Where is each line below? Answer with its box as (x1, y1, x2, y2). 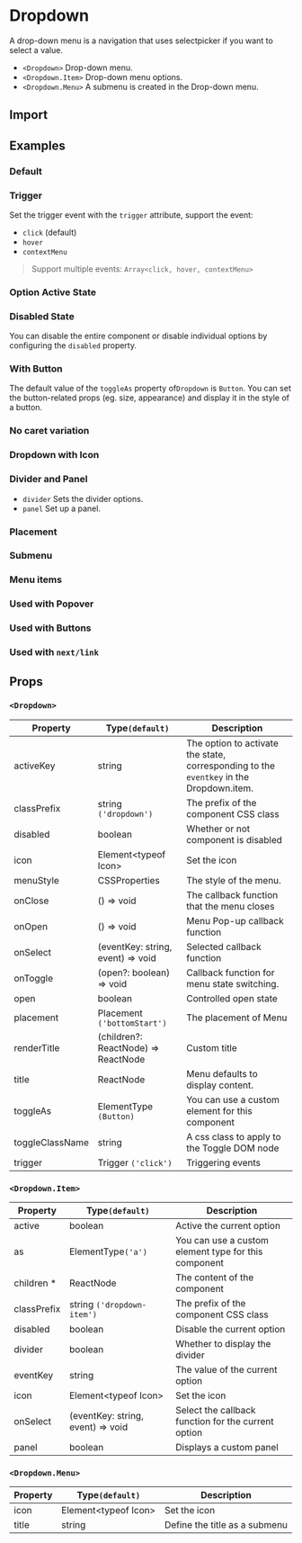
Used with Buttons (9, 622, 92, 634)
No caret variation (9, 425, 90, 437)
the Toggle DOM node (185, 1142, 280, 1154)
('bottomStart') (97, 1018, 168, 1028)
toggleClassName (13, 1135, 90, 1148)
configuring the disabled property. (9, 340, 138, 351)
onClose (13, 894, 49, 907)
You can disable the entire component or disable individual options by (9, 330, 268, 342)
